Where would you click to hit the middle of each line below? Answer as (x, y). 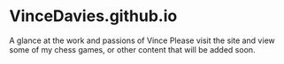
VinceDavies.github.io (93, 16)
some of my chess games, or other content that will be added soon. (132, 49)
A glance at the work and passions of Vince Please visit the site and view (142, 40)
